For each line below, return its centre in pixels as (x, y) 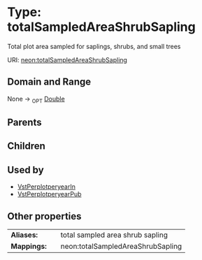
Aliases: (24, 235)
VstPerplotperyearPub (49, 194)
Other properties (44, 216)
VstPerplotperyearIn (46, 187)
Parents (24, 122)
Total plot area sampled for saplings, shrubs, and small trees (94, 46)
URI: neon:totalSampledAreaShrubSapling (67, 59)
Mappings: (29, 246)
